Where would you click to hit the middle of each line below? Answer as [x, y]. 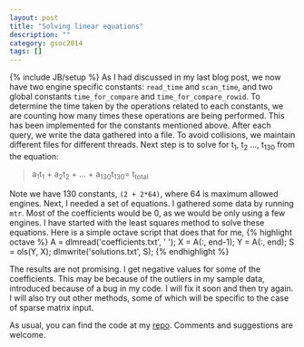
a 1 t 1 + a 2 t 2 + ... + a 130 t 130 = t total [90, 175]
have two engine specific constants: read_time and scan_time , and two [141, 87]
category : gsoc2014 [46, 43]
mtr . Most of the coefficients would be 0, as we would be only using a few [147, 213]
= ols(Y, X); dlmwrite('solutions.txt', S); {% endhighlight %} [119, 251]
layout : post [34, 18]
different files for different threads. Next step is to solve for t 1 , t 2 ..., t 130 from [152, 146]
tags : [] [26, 52]
